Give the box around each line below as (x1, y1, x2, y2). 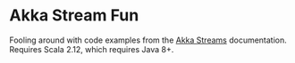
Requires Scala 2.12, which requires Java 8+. (9, 43, 174, 54)
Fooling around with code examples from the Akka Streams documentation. (9, 35, 288, 45)
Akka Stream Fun (9, 5, 139, 26)
